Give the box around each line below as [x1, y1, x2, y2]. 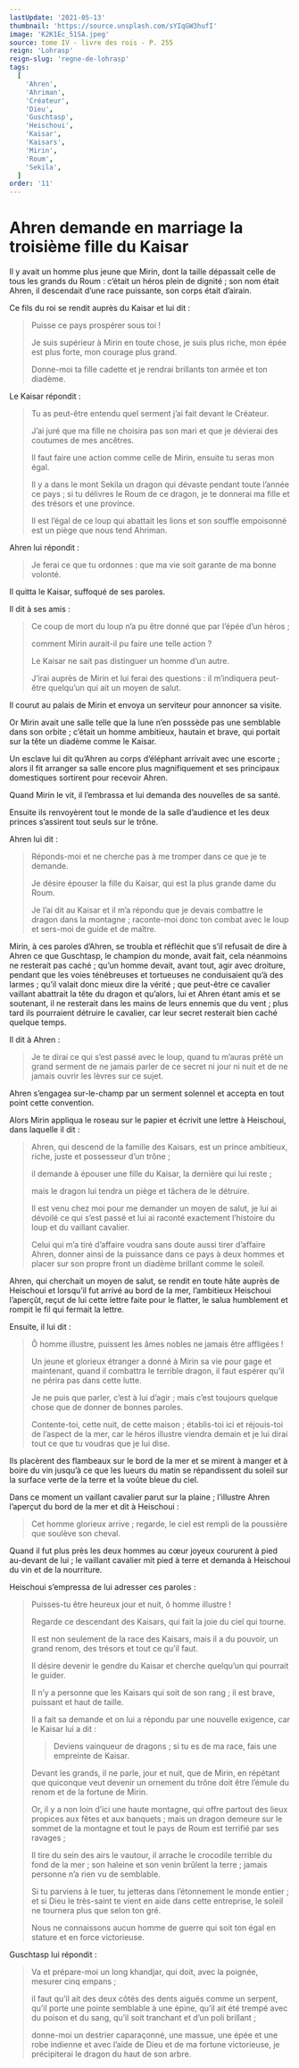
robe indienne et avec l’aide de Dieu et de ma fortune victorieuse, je [30, 2039, 280, 2050]
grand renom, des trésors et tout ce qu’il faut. [30, 1643, 199, 1654]
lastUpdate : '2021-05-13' [9, 13, 105, 22]
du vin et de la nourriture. [9, 1565, 103, 1576]
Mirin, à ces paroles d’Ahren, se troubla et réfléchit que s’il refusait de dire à [9, 941, 287, 952]
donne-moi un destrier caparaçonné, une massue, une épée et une [30, 2030, 278, 2040]
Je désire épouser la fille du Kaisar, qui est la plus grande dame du [30, 878, 277, 889]
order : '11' [9, 180, 54, 189]
